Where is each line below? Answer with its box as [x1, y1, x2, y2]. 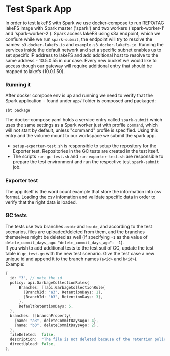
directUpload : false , [10, 341, 56, 346]
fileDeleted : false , [10, 332, 56, 337]
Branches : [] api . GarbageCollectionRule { [18, 285, 105, 290]
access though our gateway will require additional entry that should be [5, 63, 152, 69]
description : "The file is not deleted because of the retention [10, 337, 153, 342]
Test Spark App [5, 3, 72, 15]
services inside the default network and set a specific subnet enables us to [5, 47, 162, 53]
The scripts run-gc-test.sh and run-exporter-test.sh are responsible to [12, 153, 164, 160]
